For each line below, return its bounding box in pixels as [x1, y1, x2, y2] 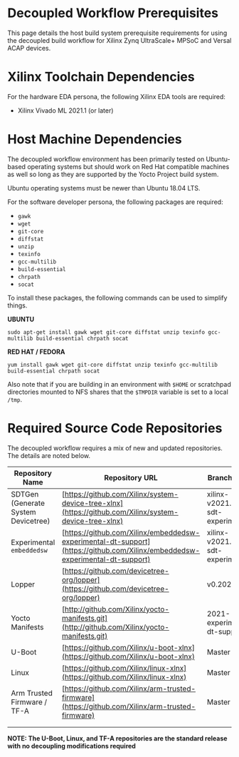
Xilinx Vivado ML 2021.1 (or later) [17, 106, 114, 115]
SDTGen [11, 489, 39, 499]
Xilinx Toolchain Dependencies [7, 69, 195, 85]
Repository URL [104, 472, 158, 482]
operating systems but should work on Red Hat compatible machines [27, 162, 230, 171]
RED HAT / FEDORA [7, 347, 65, 356]
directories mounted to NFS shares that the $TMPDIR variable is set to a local [7, 387, 229, 396]
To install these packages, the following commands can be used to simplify [7, 293, 228, 302]
